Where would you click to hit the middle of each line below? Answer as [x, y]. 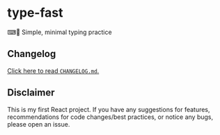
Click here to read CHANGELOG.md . [53, 70]
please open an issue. [39, 124]
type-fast [35, 13]
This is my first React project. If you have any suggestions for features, [109, 109]
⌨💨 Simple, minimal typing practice [60, 32]
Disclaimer [31, 93]
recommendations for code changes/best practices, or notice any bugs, [110, 117]
